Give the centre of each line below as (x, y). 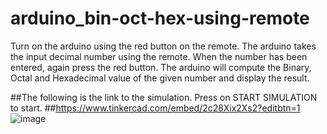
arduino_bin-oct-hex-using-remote (160, 18)
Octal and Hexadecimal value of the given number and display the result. (160, 78)
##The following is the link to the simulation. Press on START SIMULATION (164, 97)
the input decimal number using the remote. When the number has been (159, 56)
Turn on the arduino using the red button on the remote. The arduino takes (163, 46)
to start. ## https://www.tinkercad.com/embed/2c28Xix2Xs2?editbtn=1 (155, 108)
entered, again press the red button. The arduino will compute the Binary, (161, 67)
